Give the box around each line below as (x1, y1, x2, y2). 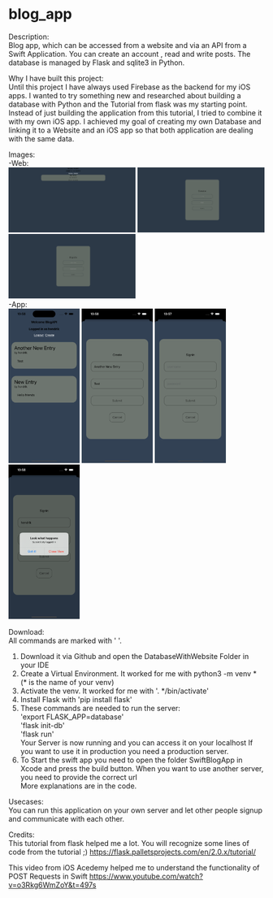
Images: (8, 150, 36, 159)
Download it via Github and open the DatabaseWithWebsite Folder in (19, 651, 249, 661)
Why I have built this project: (8, 73, 104, 83)
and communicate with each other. (8, 813, 124, 823)
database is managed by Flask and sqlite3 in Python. (8, 58, 185, 67)
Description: (8, 32, 50, 41)
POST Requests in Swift (8, 871, 88, 881)
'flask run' (19, 729, 54, 739)
